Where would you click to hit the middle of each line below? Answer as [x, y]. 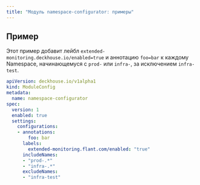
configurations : [38, 127]
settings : [24, 121]
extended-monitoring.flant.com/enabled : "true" [89, 149]
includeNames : [40, 155]
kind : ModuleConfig [31, 87]
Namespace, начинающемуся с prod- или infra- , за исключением [92, 64]
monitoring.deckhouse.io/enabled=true [55, 58]
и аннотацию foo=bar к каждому [147, 58]
